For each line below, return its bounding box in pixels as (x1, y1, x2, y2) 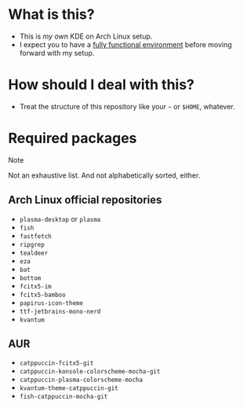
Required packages (8, 130, 137, 147)
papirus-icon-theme (19, 299, 84, 307)
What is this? (8, 6, 96, 24)
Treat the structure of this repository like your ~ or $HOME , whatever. (19, 101, 235, 111)
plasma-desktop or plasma (19, 214, 101, 223)
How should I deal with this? (8, 76, 194, 94)
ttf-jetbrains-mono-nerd (19, 307, 101, 315)
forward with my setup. (19, 48, 95, 57)
